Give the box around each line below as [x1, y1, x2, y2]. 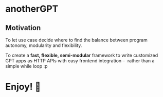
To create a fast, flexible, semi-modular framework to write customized [5, 52, 158, 58]
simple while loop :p [5, 63, 48, 69]
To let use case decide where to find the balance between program [5, 37, 148, 43]
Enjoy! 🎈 [5, 81, 41, 92]
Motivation [5, 23, 41, 32]
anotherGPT [5, 3, 59, 15]
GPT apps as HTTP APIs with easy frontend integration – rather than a [5, 58, 155, 64]
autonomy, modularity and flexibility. [5, 42, 82, 48]
